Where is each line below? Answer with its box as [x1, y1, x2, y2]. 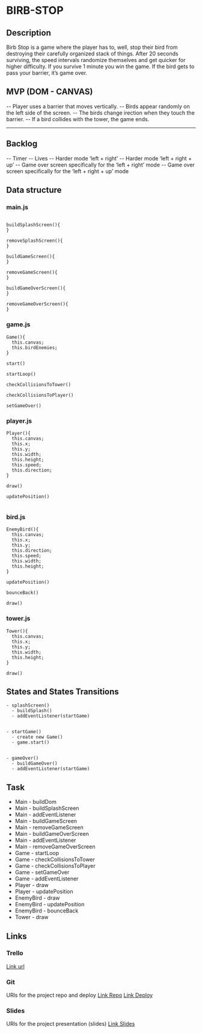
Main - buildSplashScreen [14, 804, 79, 812]
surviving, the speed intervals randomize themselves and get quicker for [6, 57, 186, 63]
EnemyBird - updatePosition [14, 901, 85, 908]
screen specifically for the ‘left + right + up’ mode [6, 167, 129, 175]
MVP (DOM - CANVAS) [6, 87, 93, 97]
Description [6, 28, 51, 38]
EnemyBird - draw [14, 894, 60, 902]
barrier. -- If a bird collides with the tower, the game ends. [6, 115, 150, 122]
